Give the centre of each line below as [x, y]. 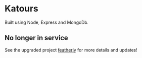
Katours [22, 9]
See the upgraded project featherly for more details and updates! [71, 50]
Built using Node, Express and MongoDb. [47, 22]
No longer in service [36, 38]
